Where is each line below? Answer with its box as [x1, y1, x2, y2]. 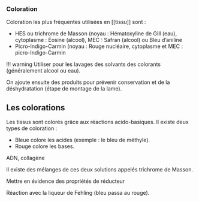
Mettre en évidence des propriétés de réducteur [6, 177, 125, 185]
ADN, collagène [6, 155, 45, 162]
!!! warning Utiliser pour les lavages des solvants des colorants [6, 61, 161, 68]
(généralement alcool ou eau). [6, 67, 81, 74]
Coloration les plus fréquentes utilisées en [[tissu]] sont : [6, 19, 146, 26]
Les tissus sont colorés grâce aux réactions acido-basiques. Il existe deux [6, 119, 189, 126]
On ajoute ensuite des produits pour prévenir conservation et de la [6, 79, 170, 86]
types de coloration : [6, 125, 58, 132]
